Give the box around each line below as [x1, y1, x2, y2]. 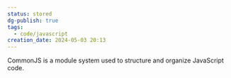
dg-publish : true [7, 17, 59, 24]
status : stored [7, 10, 52, 18]
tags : [7, 23, 23, 30]
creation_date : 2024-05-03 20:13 [7, 37, 106, 44]
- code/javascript [13, 30, 69, 38]
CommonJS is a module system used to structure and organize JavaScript [7, 56, 225, 65]
